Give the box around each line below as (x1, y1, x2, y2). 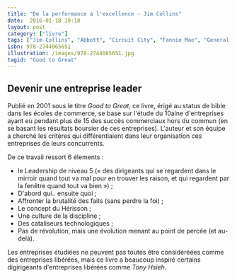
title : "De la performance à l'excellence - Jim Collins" (7, 10, 182, 18)
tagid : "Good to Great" (7, 57, 78, 64)
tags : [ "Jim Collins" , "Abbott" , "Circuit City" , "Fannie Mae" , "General (7, 37, 230, 44)
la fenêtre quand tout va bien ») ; (17, 181, 113, 190)
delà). (17, 234, 35, 243)
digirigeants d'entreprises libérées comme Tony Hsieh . (7, 262, 167, 271)
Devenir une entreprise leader (7, 83, 142, 95)
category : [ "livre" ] (7, 30, 69, 37)
